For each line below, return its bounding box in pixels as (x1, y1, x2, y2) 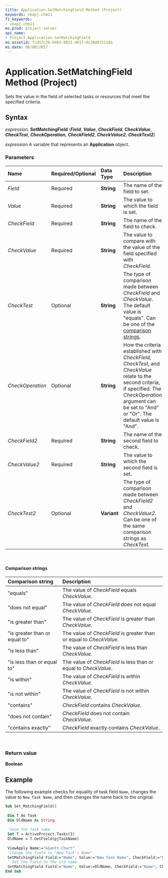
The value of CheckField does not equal (62, 601, 156, 608)
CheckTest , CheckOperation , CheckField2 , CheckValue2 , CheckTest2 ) (5, 132, 155, 138)
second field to (123, 437, 158, 444)
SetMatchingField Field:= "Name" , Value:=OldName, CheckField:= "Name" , (7, 864, 157, 869)
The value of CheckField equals (62, 587, 136, 594)
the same (123, 522, 145, 529)
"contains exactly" (7, 724, 51, 731)
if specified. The (123, 385, 161, 392)
